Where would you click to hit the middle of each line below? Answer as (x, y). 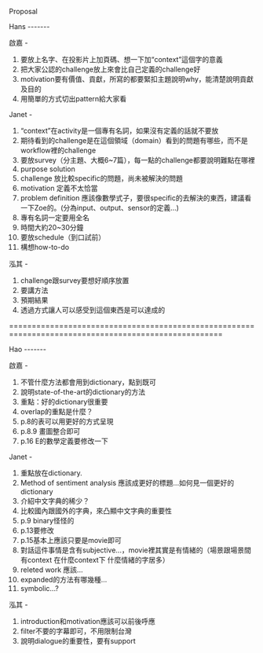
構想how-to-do (45, 247)
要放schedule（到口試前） (63, 237)
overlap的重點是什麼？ (57, 411)
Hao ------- (27, 349)
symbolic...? (40, 588)
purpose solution (47, 169)
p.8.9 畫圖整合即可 (50, 431)
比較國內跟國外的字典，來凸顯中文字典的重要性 (96, 511)
